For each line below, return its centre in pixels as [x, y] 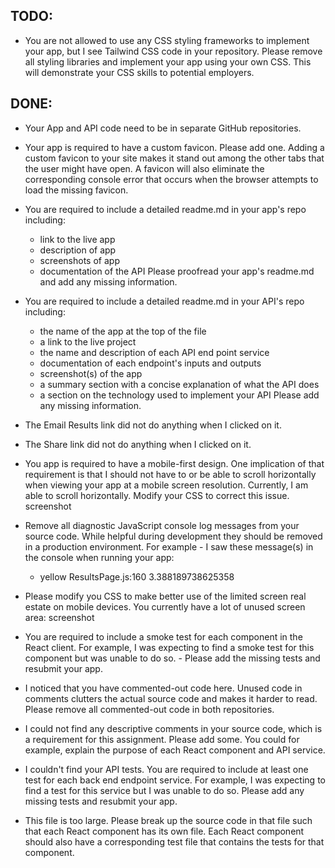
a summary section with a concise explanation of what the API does [179, 384]
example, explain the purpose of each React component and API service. [175, 750]
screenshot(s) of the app [91, 373]
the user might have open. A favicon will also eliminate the [144, 168]
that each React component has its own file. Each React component [164, 831]
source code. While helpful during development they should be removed [173, 536]
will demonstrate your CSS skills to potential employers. [139, 72]
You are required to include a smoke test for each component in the [163, 636]
